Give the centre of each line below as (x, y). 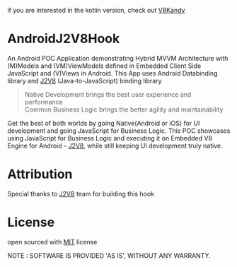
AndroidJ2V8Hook (64, 39)
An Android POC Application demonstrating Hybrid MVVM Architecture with (118, 58)
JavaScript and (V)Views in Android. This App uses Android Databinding (112, 73)
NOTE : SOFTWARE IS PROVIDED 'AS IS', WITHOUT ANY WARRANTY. (109, 255)
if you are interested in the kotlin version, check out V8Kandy (96, 10)
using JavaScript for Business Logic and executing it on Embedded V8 (110, 138)
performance (44, 102)
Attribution (40, 174)
